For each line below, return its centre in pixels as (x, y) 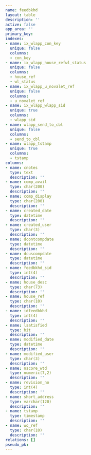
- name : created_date (29, 211)
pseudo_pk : (17, 445)
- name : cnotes (22, 167)
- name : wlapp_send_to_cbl (34, 125)
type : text (22, 173)
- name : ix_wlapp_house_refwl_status (46, 63)
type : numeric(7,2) (31, 373)
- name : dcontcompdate (30, 239)
